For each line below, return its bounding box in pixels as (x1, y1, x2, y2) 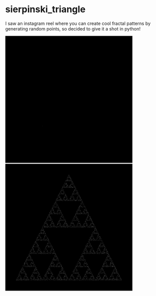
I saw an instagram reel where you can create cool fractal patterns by (5, 20, 151, 26)
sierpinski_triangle (5, 4, 86, 15)
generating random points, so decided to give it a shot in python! (5, 25, 141, 31)
